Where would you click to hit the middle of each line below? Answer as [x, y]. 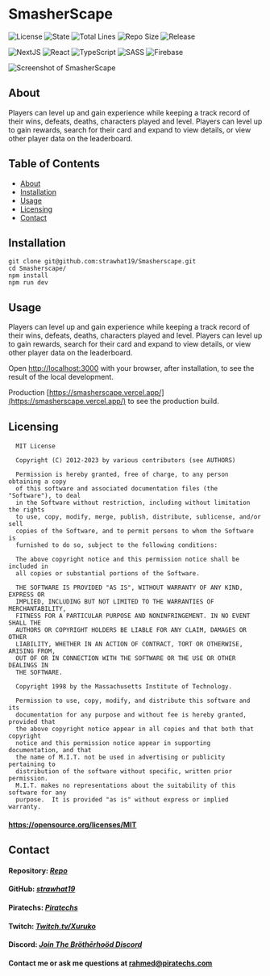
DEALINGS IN [28, 666]
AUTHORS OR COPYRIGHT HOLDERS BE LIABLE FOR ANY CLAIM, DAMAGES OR [131, 630]
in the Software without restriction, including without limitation [133, 503]
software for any [37, 793]
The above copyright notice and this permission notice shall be [128, 560]
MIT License [36, 446]
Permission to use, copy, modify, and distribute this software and [133, 701]
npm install [28, 276]
